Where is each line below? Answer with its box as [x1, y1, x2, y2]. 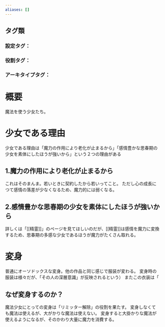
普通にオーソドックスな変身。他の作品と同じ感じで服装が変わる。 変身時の [5, 268, 157, 274]
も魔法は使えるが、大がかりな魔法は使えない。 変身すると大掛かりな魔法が [5, 310, 157, 316]
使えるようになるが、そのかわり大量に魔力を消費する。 [5, 317, 117, 323]
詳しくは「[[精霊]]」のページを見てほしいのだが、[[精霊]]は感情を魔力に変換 [5, 226, 160, 232]
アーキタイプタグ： [5, 71, 51, 78]
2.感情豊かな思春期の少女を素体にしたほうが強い [5, 203, 154, 211]
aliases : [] [5, 7, 29, 12]
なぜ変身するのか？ [5, 290, 63, 298]
